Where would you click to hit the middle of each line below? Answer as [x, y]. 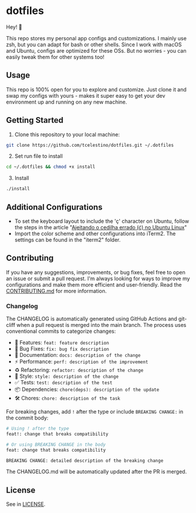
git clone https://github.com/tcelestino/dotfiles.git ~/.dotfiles [90, 145]
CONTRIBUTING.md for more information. [56, 291]
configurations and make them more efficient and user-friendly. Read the [94, 284]
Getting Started [35, 120]
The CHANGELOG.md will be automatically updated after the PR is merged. [97, 471]
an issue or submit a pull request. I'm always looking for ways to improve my [98, 278]
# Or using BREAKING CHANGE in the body [56, 445]
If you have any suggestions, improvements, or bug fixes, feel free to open [96, 272]
